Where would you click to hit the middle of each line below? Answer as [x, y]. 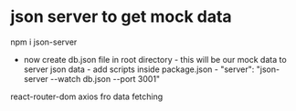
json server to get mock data [121, 17]
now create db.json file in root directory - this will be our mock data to [155, 59]
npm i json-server [44, 42]
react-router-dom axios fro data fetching [87, 96]
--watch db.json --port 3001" [105, 78]
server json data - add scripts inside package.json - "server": [139, 69]
